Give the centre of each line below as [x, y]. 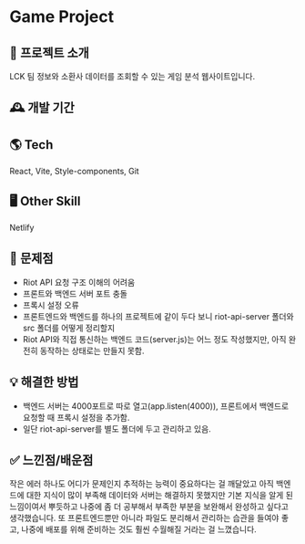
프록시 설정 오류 [51, 305]
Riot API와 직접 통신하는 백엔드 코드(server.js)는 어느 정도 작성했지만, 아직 [154, 339]
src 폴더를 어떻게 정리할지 [69, 328]
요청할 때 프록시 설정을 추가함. [76, 417]
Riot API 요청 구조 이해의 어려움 [79, 282]
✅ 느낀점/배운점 [51, 460]
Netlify [22, 228]
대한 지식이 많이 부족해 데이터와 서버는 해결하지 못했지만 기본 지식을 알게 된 [160, 496]
